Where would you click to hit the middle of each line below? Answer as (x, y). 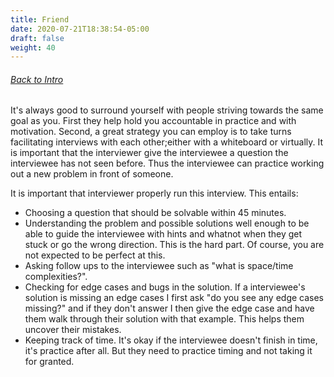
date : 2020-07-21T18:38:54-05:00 (80, 29)
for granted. (49, 362)
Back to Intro (37, 79)
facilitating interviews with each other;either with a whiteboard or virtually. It (167, 142)
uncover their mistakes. (73, 330)
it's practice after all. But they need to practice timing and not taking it (168, 351)
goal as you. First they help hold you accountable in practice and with (153, 121)
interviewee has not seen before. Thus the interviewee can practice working (167, 163)
